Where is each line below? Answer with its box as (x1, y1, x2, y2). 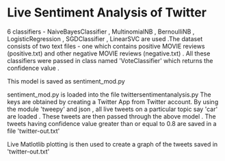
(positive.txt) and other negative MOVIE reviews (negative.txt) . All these (7, 49, 211, 58)
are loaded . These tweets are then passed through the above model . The (7, 112, 217, 121)
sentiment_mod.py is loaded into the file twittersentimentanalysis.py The (7, 90, 211, 99)
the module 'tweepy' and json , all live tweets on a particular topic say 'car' (7, 105, 218, 113)
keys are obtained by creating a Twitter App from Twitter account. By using (7, 97, 219, 106)
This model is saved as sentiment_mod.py (7, 77, 125, 85)
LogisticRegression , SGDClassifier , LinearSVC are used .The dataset (7, 34, 203, 42)
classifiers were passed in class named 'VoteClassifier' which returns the (7, 56, 213, 64)
